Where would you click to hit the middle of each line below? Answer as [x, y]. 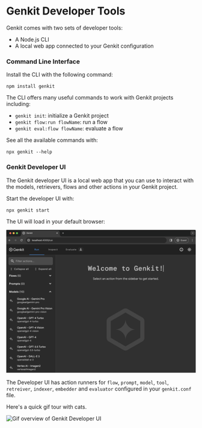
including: [19, 104]
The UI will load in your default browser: [56, 221]
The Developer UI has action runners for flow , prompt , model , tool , [88, 382]
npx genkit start [28, 210]
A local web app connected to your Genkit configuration [84, 46]
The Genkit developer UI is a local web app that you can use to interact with [100, 180]
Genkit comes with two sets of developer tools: [65, 28]
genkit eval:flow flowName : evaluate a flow [69, 128]
